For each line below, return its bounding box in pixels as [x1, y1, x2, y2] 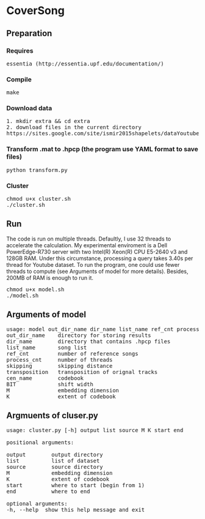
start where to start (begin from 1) [6, 482, 145, 488]
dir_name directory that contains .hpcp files [6, 338, 171, 345]
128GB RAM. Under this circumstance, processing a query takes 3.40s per [6, 255, 193, 262]
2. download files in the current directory [6, 124, 142, 131]
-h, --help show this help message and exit [6, 506, 145, 513]
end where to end [6, 488, 90, 495]
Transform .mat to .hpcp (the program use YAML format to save [6, 145, 198, 154]
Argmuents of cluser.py [6, 411, 99, 421]
